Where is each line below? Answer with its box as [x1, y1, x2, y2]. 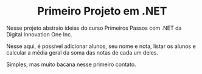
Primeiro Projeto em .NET [37, 4, 167, 18]
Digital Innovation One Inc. [6, 30, 73, 38]
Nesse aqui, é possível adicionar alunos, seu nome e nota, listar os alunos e [6, 42, 196, 50]
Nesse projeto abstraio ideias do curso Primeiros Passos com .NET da [6, 24, 182, 32]
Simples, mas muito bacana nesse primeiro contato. [6, 61, 136, 68]
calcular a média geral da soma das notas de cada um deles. [6, 49, 159, 56]
